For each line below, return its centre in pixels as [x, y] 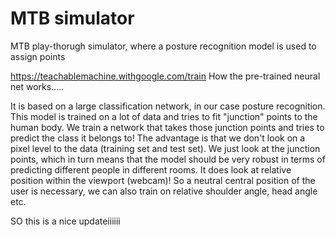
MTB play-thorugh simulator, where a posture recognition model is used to [163, 46]
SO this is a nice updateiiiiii [65, 221]
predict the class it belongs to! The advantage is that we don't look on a [158, 138]
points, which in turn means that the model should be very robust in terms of [168, 159]
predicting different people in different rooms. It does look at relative [151, 169]
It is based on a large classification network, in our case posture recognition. [168, 106]
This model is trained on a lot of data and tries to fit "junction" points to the [164, 116]
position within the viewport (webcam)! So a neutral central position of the [163, 180]
